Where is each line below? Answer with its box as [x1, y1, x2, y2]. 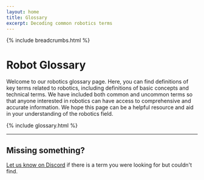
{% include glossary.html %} [6, 122, 78, 129]
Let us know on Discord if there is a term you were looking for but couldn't [6, 161, 192, 168]
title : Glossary [6, 15, 47, 21]
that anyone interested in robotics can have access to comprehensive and [6, 98, 191, 105]
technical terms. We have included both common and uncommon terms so [6, 91, 193, 98]
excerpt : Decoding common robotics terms [6, 20, 113, 26]
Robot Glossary [6, 58, 86, 72]
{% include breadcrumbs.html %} [6, 37, 90, 44]
